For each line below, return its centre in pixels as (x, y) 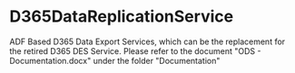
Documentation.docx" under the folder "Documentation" (115, 60)
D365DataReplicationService (122, 17)
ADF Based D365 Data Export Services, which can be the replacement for (147, 41)
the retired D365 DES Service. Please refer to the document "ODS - (135, 50)
